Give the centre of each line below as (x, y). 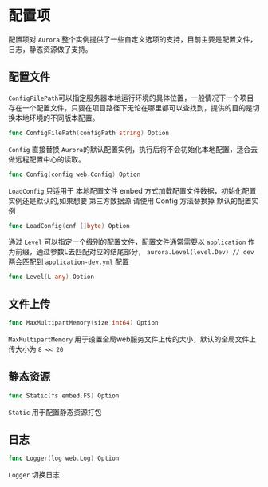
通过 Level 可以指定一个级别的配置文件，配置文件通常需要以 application (127, 242)
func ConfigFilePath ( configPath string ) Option (89, 133)
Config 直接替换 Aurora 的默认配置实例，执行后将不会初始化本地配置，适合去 (133, 149)
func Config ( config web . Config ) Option (75, 174)
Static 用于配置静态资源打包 (55, 412)
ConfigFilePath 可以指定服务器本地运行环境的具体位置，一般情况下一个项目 (131, 98)
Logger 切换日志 (34, 475)
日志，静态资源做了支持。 (50, 49)
